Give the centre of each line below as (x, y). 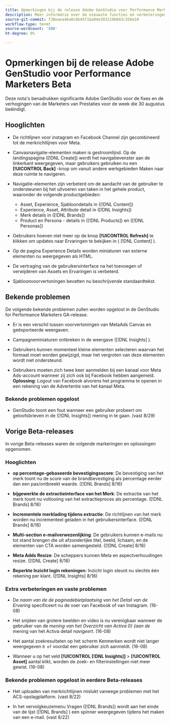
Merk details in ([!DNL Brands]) (52, 215)
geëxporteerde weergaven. (41, 330)
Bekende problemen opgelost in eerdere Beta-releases (74, 680)
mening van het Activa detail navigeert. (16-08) (62, 631)
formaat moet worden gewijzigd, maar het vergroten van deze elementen (89, 355)
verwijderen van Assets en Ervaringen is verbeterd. (66, 271)
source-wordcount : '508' (31, 29)
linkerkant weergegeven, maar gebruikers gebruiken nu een (75, 163)
